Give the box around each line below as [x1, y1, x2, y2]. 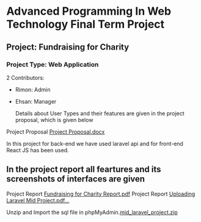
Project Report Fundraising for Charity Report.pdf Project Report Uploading [6, 190, 196, 197]
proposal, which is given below [15, 116, 93, 123]
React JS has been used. [6, 146, 69, 154]
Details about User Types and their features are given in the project [15, 109, 185, 117]
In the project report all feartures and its [6, 164, 161, 175]
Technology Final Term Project [6, 17, 165, 31]
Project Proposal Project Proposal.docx [6, 128, 105, 136]
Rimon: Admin [15, 86, 51, 93]
